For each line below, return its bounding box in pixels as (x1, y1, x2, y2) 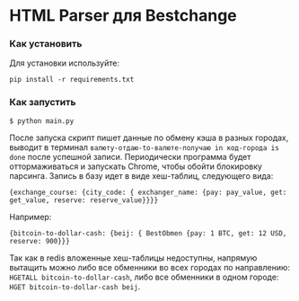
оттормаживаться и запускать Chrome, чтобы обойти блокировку (9, 161, 263, 172)
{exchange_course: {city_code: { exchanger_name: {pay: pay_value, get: (9, 188, 287, 197)
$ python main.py (9, 116, 75, 126)
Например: (9, 211, 52, 222)
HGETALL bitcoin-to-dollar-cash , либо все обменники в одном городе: (9, 271, 279, 282)
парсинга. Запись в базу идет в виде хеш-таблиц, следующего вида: (9, 170, 274, 181)
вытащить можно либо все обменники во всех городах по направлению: (9, 261, 290, 272)
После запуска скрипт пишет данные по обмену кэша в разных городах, (9, 132, 289, 143)
